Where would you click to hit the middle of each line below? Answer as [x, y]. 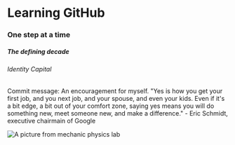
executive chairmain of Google [52, 120]
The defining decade [38, 51]
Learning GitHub [56, 13]
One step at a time [39, 35]
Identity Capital [29, 69]
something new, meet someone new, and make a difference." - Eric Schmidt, [117, 113]
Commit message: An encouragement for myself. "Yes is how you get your [115, 91]
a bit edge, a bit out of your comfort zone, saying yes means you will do [111, 106]
